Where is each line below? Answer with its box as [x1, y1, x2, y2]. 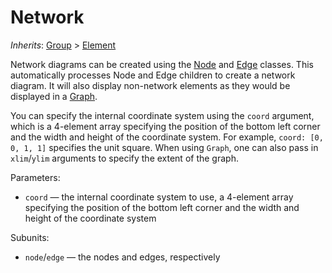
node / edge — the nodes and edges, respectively [24, 251, 221, 263]
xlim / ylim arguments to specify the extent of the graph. [10, 152, 239, 164]
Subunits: [10, 231, 50, 243]
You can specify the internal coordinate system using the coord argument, [10, 109, 315, 121]
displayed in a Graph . [10, 90, 98, 102]
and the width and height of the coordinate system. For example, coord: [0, [10, 131, 324, 143]
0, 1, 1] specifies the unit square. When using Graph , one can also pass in [10, 141, 319, 153]
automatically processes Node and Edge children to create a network [10, 69, 296, 81]
